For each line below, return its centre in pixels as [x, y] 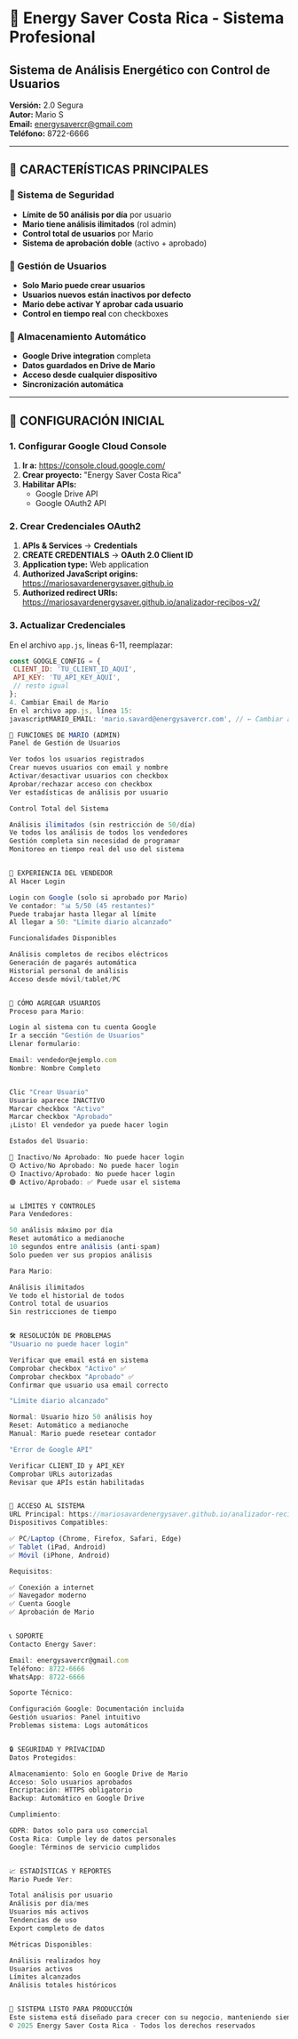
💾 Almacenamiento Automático [78, 336]
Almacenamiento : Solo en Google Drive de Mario [99, 1774]
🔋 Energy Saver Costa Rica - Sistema [147, 18]
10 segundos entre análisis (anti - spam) [85, 1247]
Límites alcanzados [45, 1977]
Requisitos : [31, 1571]
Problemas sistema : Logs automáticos [79, 1726]
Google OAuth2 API [71, 503]
